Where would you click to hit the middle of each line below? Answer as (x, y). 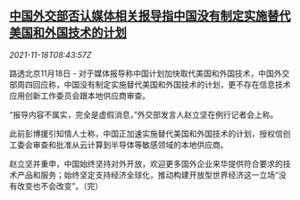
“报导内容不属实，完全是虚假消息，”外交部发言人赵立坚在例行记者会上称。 (144, 114)
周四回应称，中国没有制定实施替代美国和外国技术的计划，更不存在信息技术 (154, 84)
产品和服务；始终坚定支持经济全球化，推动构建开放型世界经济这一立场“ (148, 175)
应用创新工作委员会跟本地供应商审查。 (79, 96)
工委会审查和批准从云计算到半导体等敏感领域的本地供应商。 (119, 145)
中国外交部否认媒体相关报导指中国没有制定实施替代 (150, 16)
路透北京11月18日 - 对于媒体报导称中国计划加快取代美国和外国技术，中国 (142, 73)
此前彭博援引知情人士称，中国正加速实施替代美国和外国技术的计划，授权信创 (150, 133)
